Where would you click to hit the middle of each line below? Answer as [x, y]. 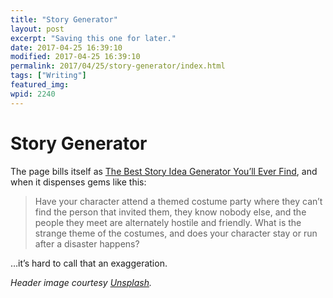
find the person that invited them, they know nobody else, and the [170, 212]
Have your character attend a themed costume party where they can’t [178, 201]
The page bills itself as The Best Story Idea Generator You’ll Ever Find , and [164, 171]
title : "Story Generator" [64, 19]
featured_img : [40, 85]
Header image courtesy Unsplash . [81, 282]
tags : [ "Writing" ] [48, 76]
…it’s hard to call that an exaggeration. [89, 263]
